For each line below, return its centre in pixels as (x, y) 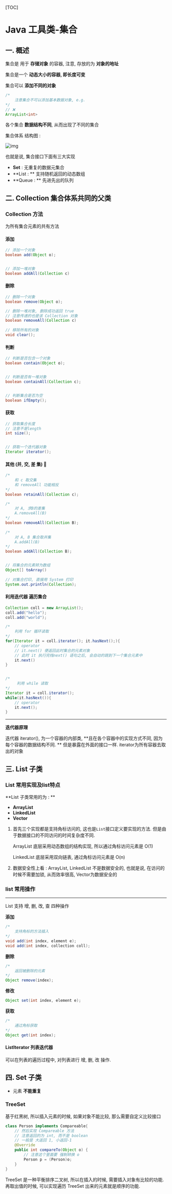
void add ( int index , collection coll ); (48, 946)
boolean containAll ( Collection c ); (43, 382)
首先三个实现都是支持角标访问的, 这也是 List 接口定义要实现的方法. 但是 (87, 829)
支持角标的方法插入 (32, 932)
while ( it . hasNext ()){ (28, 698)
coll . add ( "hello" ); (26, 613)
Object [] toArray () (26, 570)
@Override (25, 1145)
